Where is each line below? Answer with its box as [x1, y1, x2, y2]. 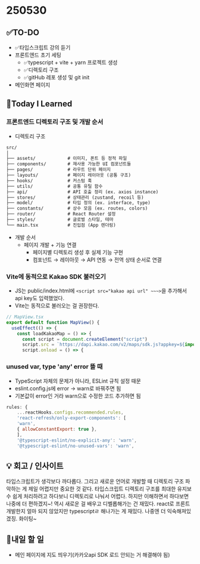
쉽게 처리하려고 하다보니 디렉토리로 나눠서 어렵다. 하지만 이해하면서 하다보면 [12, 493, 189, 500]
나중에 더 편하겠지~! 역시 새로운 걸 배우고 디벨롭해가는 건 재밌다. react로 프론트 [6, 500, 190, 507]
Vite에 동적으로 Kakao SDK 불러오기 [6, 272, 106, 281]
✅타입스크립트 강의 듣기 [14, 44, 71, 51]
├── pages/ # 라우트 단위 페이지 [6, 167, 111, 173]
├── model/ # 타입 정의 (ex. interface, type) [6, 200, 151, 206]
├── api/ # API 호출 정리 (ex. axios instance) [6, 189, 159, 195]
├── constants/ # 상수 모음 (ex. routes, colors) [6, 205, 148, 212]
